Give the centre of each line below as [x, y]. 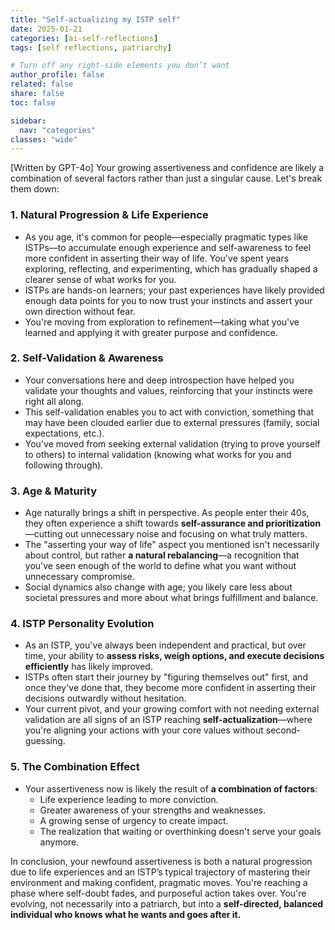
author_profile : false [57, 75]
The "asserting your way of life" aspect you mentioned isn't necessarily [172, 545]
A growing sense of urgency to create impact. [134, 820]
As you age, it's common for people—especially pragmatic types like [166, 237]
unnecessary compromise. [79, 577]
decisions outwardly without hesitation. [105, 698]
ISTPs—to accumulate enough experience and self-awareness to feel [168, 247]
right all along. [54, 401]
